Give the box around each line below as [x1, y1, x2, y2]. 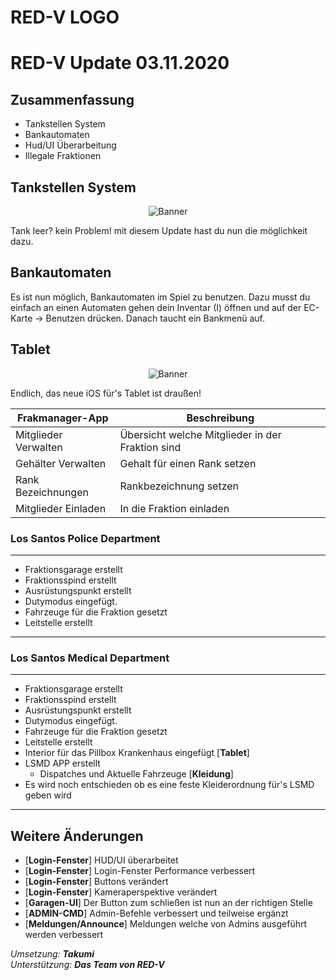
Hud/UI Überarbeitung [24, 139, 117, 151]
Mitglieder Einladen [15, 501, 107, 515]
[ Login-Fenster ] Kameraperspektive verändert [24, 886, 218, 898]
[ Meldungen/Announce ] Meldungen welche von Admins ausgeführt [24, 918, 308, 930]
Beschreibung [186, 411, 255, 425]
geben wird [24, 789, 72, 801]
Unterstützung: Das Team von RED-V [10, 959, 165, 971]
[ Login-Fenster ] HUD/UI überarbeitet [24, 854, 179, 866]
